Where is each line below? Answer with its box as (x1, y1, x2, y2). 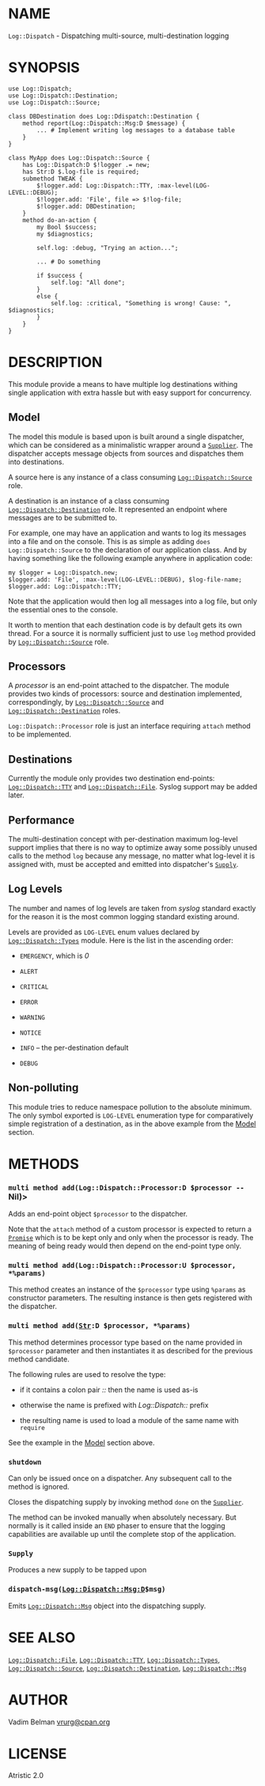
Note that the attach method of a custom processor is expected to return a (8, 1224, 252, 1234)
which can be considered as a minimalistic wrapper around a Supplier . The (8, 440, 253, 449)
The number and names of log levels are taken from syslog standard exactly (8, 903, 256, 913)
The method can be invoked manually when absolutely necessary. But (8, 1512, 237, 1523)
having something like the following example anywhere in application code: (8, 553, 253, 562)
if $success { (36, 271, 83, 279)
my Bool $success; (36, 223, 97, 231)
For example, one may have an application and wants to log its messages (8, 528, 247, 538)
